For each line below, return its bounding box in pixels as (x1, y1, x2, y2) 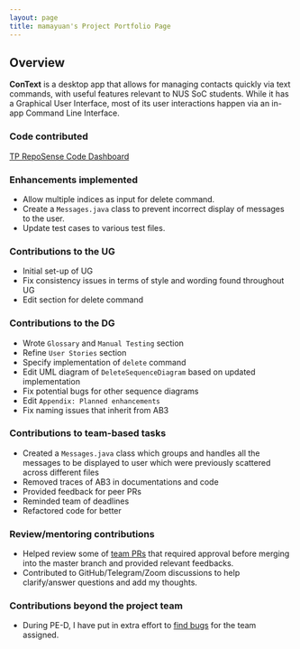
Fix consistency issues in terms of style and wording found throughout (22, 275, 285, 286)
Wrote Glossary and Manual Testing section (22, 338, 185, 348)
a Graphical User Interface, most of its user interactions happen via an (9, 98, 270, 109)
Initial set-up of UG (22, 265, 93, 276)
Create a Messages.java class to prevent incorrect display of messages (22, 203, 286, 214)
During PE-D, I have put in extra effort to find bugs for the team (22, 620, 257, 631)
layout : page (9, 13, 59, 23)
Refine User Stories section (22, 347, 127, 357)
